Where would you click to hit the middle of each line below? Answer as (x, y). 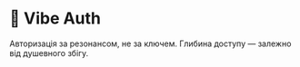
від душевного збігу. (49, 53)
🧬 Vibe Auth (55, 19)
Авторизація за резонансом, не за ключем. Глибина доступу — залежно (150, 43)
